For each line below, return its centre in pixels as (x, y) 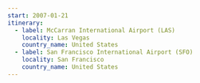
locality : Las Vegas (56, 38)
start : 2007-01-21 (38, 15)
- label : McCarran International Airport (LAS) (95, 30)
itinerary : (25, 23)
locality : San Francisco (63, 60)
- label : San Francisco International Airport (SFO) (104, 52)
